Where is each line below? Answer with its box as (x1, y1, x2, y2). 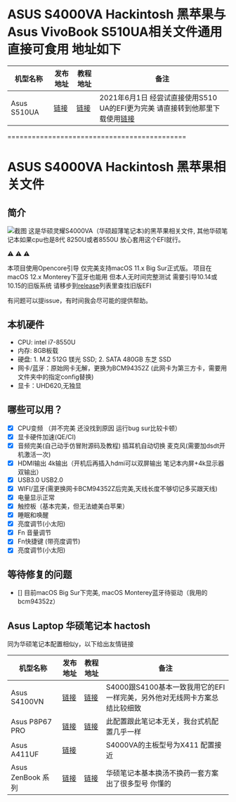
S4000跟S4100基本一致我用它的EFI (105, 682, 225, 692)
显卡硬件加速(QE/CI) (17, 432, 77, 441)
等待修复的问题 (7, 568, 72, 580)
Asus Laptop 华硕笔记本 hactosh (7, 620, 151, 631)
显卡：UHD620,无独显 (17, 381, 82, 389)
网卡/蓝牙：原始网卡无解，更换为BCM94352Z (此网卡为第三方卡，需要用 (17, 363, 227, 372)
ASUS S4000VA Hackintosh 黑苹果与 (7, 6, 226, 22)
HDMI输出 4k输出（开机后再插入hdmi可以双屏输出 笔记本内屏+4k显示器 (17, 459, 225, 467)
